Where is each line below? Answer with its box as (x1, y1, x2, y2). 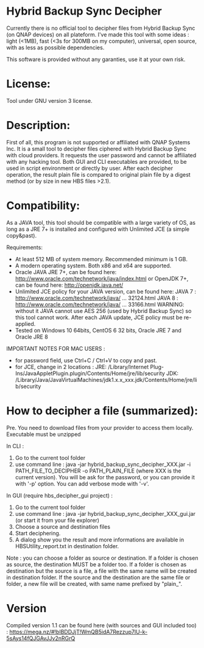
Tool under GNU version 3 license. (6, 97, 93, 104)
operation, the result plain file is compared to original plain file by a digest (6, 171, 191, 178)
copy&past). (6, 231, 37, 239)
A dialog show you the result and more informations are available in (15, 536, 185, 543)
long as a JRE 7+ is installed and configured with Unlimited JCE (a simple (6, 225, 190, 233)
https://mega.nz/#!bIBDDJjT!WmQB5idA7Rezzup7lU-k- (9, 628, 148, 635)
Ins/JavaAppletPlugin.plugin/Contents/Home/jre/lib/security (15, 370, 166, 377)
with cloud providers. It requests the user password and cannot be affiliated (6, 151, 197, 159)
